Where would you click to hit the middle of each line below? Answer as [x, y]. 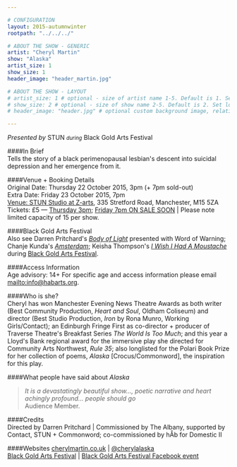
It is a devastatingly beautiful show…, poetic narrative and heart [118, 391]
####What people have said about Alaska [68, 377]
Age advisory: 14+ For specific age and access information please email [112, 275]
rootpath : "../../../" [41, 33]
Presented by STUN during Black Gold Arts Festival [80, 138]
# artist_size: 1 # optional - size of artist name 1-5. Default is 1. [115, 98]
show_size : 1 [26, 72]
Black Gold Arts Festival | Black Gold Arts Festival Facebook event [103, 456]
